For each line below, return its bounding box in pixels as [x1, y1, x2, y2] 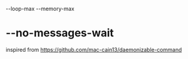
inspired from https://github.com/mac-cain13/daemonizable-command [5, 46, 183, 53]
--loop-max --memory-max [5, 5, 75, 12]
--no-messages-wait [5, 26, 114, 40]
